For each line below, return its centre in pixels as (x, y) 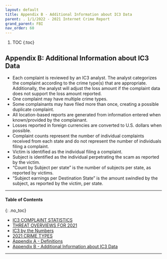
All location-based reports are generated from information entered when (86, 114)
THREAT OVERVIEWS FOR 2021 (45, 225)
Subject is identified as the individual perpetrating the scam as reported (86, 157)
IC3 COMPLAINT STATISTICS (42, 220)
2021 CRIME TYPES (33, 236)
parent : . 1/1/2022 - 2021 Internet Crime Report (58, 19)
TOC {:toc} (23, 42)
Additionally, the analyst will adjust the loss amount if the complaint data (86, 88)
